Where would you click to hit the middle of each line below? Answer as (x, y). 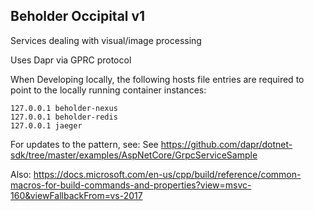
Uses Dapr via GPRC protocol (71, 60)
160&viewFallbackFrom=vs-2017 (76, 195)
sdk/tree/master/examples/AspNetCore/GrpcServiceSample (134, 155)
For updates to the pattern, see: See (84, 144)
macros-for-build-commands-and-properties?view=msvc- (131, 185)
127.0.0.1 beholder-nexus (64, 108)
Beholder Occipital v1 (78, 16)
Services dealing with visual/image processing (106, 40)
